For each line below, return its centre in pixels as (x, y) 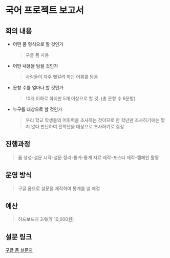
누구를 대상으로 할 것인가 (37, 109)
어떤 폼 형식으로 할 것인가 (38, 44)
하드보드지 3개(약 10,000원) (46, 219)
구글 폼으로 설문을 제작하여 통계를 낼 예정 (59, 188)
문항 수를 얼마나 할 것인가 (38, 88)
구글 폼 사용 (37, 55)
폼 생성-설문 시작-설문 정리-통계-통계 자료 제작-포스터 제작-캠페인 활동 (88, 157)
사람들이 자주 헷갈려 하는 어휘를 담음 (62, 77)
